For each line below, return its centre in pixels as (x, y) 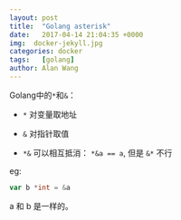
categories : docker (46, 52)
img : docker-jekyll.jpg (56, 43)
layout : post (34, 18)
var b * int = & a (40, 187)
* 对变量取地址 (49, 114)
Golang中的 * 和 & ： (43, 95)
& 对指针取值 (46, 133)
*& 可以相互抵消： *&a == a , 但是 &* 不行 (97, 153)
